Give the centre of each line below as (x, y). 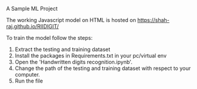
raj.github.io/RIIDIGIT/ (33, 26)
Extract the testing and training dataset (62, 49)
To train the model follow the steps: (49, 38)
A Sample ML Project (32, 9)
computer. (27, 74)
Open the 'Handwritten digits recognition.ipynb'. (74, 62)
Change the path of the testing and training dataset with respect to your (103, 68)
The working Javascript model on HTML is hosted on (71, 20)
